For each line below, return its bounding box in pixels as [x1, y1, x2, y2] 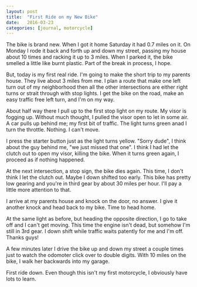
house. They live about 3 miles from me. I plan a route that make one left [6, 77, 181, 85]
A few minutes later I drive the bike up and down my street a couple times [6, 245, 184, 252]
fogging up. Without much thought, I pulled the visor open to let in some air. [6, 114, 189, 121]
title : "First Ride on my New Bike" [6, 14, 98, 20]
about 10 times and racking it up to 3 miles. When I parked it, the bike [6, 53, 173, 60]
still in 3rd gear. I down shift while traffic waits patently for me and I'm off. [6, 228, 184, 235]
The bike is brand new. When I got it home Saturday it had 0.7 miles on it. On [6, 41, 191, 48]
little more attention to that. [6, 186, 72, 194]
